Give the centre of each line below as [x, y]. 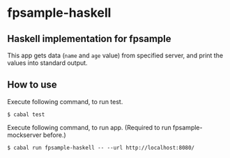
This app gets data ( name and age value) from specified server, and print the [115, 55]
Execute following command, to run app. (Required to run [90, 127]
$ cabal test [26, 114]
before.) [54, 135]
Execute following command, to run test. [65, 101]
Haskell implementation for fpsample [90, 39]
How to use [32, 85]
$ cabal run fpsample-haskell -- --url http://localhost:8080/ [101, 148]
